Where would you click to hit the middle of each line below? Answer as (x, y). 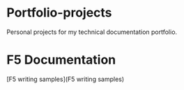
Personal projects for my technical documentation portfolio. (92, 32)
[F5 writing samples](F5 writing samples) (66, 79)
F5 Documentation (61, 60)
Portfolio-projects (59, 13)
